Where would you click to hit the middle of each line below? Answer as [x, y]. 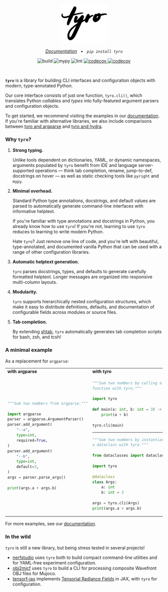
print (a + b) [115, 415]
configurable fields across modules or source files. [65, 312]
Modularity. [25, 292]
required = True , [32, 440]
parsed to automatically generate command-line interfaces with [78, 206]
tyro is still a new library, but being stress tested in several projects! [75, 547]
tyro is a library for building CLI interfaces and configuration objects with [80, 80]
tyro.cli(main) [108, 425]
